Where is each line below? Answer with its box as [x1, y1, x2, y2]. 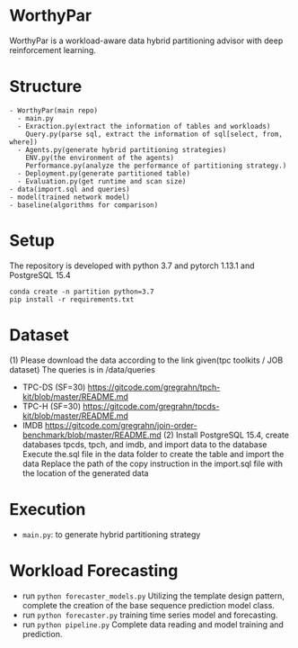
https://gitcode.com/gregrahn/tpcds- [82, 400, 220, 411]
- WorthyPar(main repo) [9, 105, 99, 115]
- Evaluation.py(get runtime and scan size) [17, 176, 187, 185]
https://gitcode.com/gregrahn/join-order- [44, 419, 197, 430]
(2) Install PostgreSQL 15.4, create [162, 429, 290, 440]
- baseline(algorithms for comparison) [9, 200, 159, 210]
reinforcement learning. [9, 44, 97, 55]
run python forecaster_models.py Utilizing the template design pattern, [22, 590, 285, 601]
